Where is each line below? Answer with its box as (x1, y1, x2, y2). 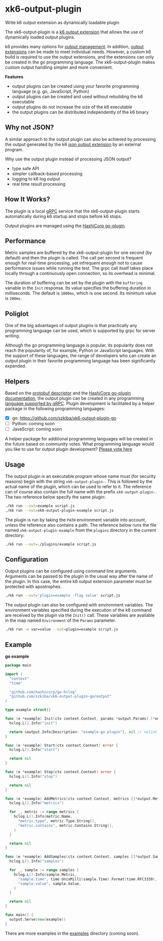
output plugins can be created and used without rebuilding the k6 (12, 94, 143, 99)
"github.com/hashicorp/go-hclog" (9, 689, 77, 694)
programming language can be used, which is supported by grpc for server (5, 328, 156, 333)
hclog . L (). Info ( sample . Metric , (14, 872, 77, 877)
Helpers (5, 377, 30, 386)
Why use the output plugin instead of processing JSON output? (5, 156, 132, 162)
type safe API (12, 165, 39, 171)
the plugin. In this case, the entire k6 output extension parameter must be (5, 579, 152, 585)
